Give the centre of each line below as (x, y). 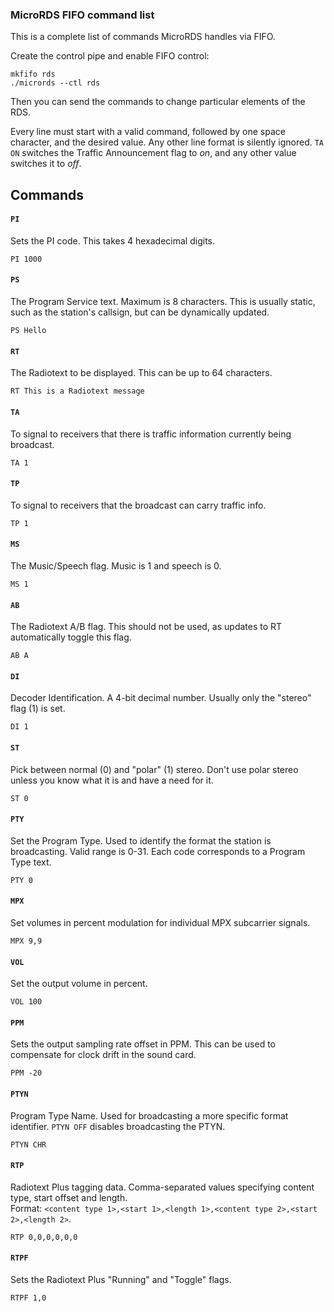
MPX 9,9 (26, 941)
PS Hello (28, 331)
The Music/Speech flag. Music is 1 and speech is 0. (116, 565)
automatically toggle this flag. (71, 637)
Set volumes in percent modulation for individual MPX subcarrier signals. (160, 922)
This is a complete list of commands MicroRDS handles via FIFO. (143, 37)
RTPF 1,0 (28, 1298)
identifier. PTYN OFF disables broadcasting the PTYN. (118, 1126)
